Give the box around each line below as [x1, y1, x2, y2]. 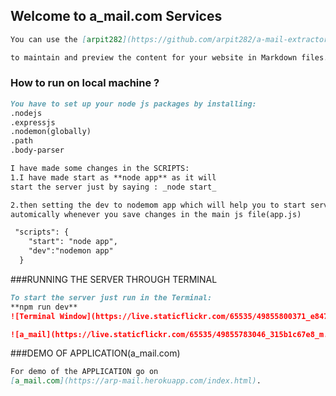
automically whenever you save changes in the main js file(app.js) [10, 209, 302, 219]
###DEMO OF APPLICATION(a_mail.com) [10, 347, 181, 359]
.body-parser [10, 145, 65, 156]
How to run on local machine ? [10, 76, 160, 90]
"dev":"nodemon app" [28, 246, 114, 256]
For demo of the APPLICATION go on [10, 367, 159, 377]
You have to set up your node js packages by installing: [10, 99, 257, 109]
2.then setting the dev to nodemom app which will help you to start [10, 200, 307, 210]
